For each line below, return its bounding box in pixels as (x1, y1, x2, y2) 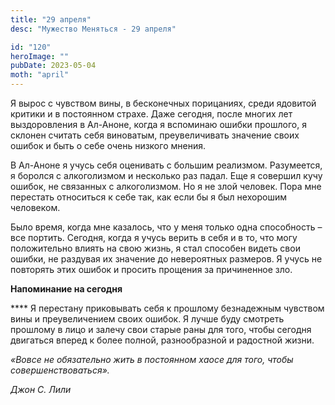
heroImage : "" (10, 51, 70, 61)
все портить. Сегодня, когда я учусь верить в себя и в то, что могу (10, 232, 298, 243)
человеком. (10, 202, 61, 213)
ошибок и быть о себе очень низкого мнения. (10, 140, 206, 151)
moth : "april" (10, 70, 70, 80)
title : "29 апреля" (10, 14, 92, 25)
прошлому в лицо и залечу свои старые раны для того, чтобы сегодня (10, 324, 312, 335)
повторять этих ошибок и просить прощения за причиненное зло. (10, 264, 293, 275)
